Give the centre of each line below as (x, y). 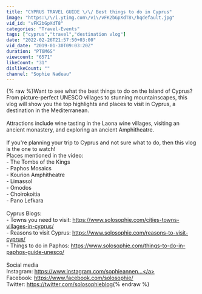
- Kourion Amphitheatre (36, 175)
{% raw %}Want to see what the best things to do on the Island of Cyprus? (99, 91)
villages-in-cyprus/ (30, 226)
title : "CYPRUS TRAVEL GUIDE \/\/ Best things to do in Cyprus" (89, 12)
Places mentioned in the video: (45, 156)
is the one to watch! (31, 149)
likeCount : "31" (27, 62)
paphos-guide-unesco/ (35, 252)
